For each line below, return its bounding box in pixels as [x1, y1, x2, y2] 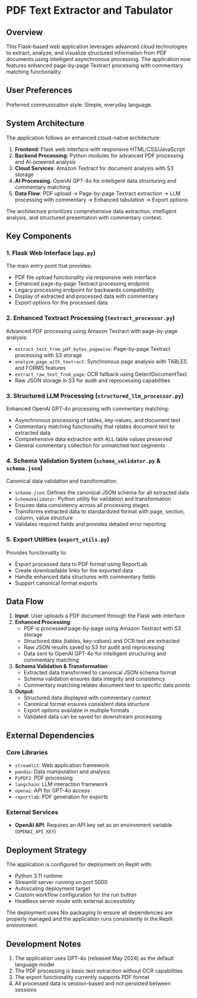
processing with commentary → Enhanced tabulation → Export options [14, 196, 188, 203]
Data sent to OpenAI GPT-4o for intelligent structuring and [23, 650, 166, 657]
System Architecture [6, 118, 85, 128]
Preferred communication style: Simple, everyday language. [6, 101, 152, 108]
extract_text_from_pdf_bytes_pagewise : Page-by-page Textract [14, 345, 171, 352]
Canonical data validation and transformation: [6, 477, 117, 484]
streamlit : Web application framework [14, 762, 110, 769]
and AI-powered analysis [14, 158, 76, 165]
